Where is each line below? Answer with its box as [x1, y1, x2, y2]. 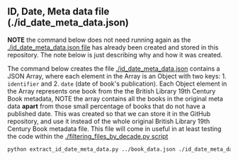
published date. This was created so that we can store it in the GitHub [7, 109, 211, 118]
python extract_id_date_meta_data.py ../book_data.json [7, 145, 176, 153]
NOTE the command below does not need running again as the [7, 35, 191, 44]
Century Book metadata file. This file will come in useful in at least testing [7, 124, 222, 133]
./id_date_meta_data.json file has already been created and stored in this [7, 42, 219, 52]
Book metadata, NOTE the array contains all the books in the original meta [7, 94, 223, 103]
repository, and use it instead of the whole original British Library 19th [7, 117, 210, 125]
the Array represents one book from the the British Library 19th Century [7, 86, 216, 95]
